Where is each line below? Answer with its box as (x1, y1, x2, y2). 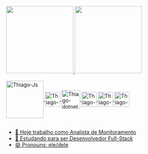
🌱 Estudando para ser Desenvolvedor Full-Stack (14, 135, 133, 142)
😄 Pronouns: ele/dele (14, 141, 69, 149)
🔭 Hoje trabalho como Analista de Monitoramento (14, 128, 136, 136)
